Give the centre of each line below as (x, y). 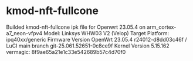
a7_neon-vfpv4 (24, 33)
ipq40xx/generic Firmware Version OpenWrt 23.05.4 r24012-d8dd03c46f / (97, 39)
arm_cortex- (161, 27)
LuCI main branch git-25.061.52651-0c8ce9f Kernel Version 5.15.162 (88, 46)
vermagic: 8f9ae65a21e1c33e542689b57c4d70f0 (66, 52)
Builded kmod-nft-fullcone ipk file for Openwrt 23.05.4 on (76, 27)
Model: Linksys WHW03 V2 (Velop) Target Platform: (106, 33)
